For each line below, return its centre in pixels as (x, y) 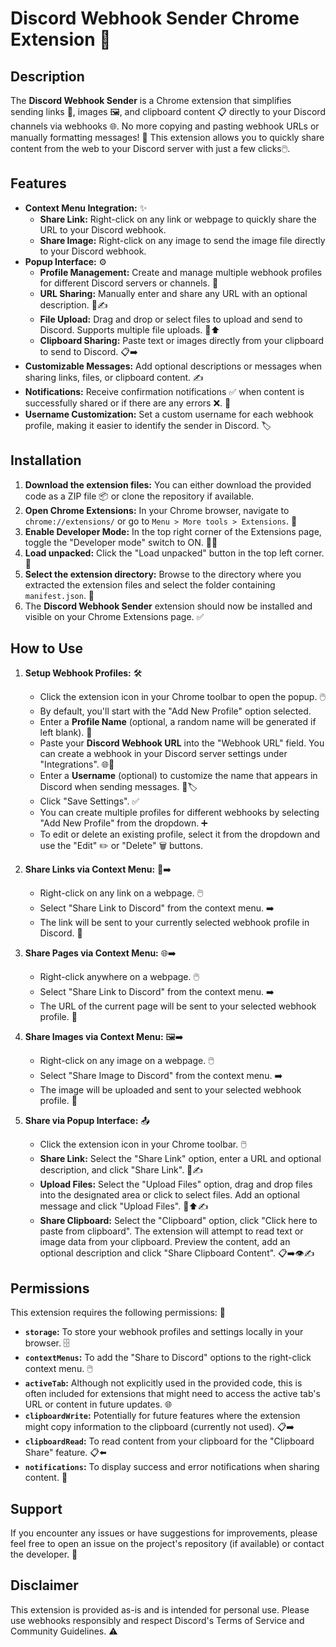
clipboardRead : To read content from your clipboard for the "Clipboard (169, 1441)
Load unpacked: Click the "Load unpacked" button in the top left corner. (174, 553)
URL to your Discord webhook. (103, 229)
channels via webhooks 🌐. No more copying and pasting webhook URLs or (165, 126)
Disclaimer (44, 1585)
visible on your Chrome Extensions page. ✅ (114, 616)
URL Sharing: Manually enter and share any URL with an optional (173, 293)
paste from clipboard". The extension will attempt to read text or (171, 1231)
